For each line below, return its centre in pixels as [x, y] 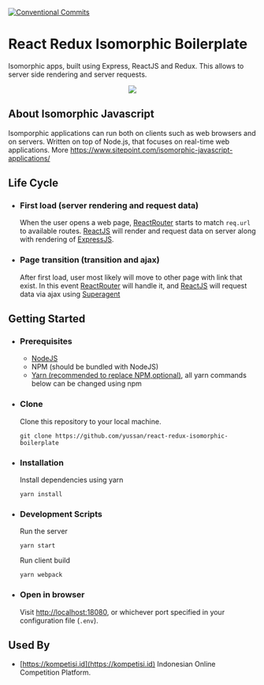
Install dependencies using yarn [71, 480]
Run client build [45, 560]
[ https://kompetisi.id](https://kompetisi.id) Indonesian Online [117, 664]
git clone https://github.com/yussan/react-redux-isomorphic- [124, 436]
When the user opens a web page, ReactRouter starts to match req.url [135, 223]
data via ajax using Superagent [70, 294]
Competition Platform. [55, 672]
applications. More [39, 149]
